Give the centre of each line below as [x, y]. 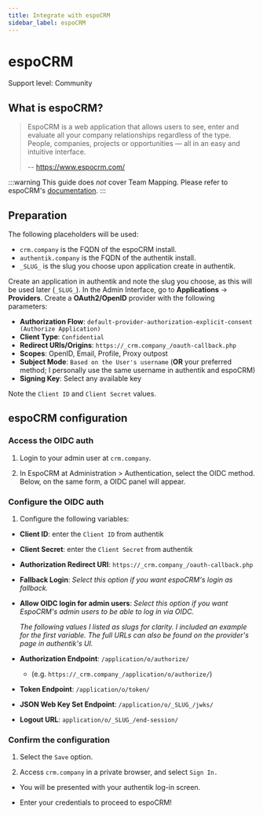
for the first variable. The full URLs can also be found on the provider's [134, 635]
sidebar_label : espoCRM [47, 23]
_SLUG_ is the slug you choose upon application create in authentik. [127, 266]
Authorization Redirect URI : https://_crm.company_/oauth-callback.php [136, 565]
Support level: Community [50, 83]
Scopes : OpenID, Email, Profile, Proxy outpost [94, 353]
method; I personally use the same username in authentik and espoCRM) [137, 371]
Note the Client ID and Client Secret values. [82, 394]
